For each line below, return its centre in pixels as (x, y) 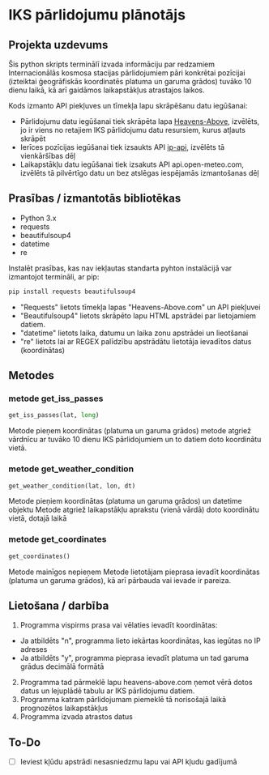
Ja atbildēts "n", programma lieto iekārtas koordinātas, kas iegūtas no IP (140, 641)
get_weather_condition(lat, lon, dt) (72, 486)
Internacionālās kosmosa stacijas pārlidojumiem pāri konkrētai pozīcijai (127, 73)
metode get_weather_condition (71, 469)
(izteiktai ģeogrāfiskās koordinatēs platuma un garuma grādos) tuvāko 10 (130, 81)
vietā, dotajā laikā (38, 518)
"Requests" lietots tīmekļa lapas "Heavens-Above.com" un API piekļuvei (140, 307)
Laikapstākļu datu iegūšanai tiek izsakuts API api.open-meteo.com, (132, 164)
